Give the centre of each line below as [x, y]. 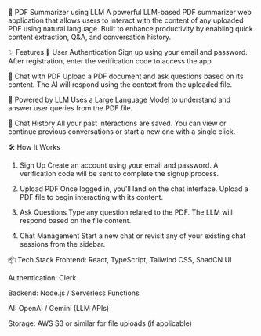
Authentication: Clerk [42, 278]
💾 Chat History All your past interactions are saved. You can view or [117, 123]
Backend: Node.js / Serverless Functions [74, 293]
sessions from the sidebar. [62, 244]
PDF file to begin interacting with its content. [91, 197]
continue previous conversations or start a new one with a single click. [122, 132]
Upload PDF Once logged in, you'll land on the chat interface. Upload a [134, 189]
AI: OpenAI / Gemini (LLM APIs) [59, 308]
